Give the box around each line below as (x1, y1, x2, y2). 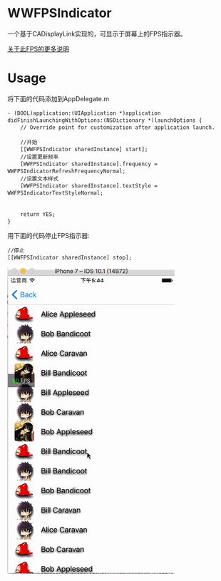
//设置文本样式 (20, 175, 59, 182)
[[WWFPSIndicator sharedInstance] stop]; (7, 254, 133, 261)
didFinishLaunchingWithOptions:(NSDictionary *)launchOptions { (7, 116, 202, 124)
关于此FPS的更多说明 (7, 44, 70, 53)
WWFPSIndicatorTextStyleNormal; (7, 189, 103, 197)
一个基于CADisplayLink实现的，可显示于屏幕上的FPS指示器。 (7, 29, 187, 38)
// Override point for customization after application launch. (20, 123, 215, 131)
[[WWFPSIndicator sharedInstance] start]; (20, 145, 148, 153)
